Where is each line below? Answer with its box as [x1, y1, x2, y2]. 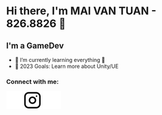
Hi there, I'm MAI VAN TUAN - [6, 4, 157, 18]
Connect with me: [6, 77, 59, 86]
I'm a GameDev [6, 41, 64, 51]
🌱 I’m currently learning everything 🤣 [14, 57, 106, 63]
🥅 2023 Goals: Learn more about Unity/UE [14, 63, 119, 70]
